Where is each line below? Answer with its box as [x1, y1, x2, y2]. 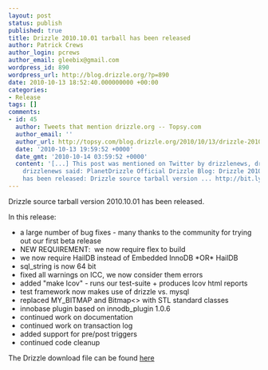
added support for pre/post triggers [19, 329, 138, 339]
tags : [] [8, 100, 37, 108]
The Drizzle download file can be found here [8, 352, 155, 363]
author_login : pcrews [8, 49, 81, 57]
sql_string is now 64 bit [19, 261, 97, 271]
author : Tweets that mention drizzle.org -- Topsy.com [15, 123, 202, 131]
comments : [8, 108, 41, 116]
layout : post [8, 11, 52, 20]
